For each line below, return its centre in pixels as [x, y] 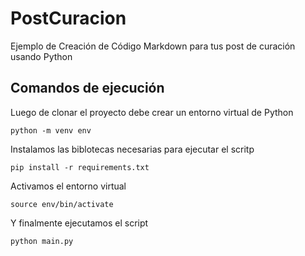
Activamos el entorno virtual [68, 186]
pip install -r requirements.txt [80, 167]
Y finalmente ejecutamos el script [79, 223]
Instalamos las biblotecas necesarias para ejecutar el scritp [132, 149]
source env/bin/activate [62, 204]
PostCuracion [68, 18]
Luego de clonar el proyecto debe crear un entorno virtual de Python [152, 112]
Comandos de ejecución [87, 88]
